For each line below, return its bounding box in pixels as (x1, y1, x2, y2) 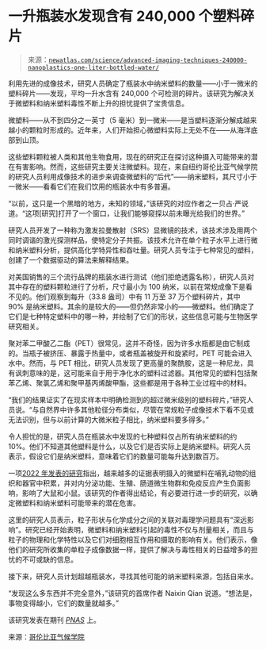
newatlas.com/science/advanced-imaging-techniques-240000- (48, 56, 248, 64)
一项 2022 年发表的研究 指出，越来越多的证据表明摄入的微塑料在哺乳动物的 (8, 468, 249, 478)
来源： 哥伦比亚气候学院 (8, 632, 85, 641)
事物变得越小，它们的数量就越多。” (8, 598, 120, 608)
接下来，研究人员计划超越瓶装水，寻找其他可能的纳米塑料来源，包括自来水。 (8, 571, 258, 581)
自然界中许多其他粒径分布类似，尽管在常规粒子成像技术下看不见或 (39, 405, 255, 414)
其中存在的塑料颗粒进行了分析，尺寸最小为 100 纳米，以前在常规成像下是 (8, 282, 246, 291)
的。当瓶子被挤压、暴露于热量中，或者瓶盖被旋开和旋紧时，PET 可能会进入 (8, 348, 253, 358)
